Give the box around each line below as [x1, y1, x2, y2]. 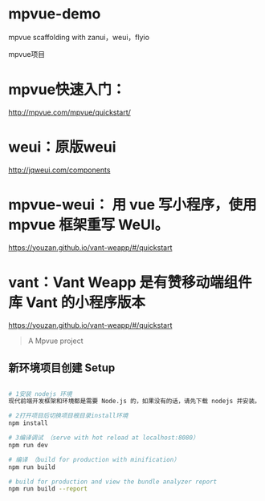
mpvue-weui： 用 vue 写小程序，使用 [8, 196, 257, 213]
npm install [8, 419, 48, 427]
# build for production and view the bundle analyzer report [8, 478, 218, 486]
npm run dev [8, 441, 48, 449]
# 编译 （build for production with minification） [8, 455, 181, 463]
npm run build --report [8, 485, 88, 493]
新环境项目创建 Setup [8, 362, 116, 375]
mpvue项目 [8, 49, 46, 59]
